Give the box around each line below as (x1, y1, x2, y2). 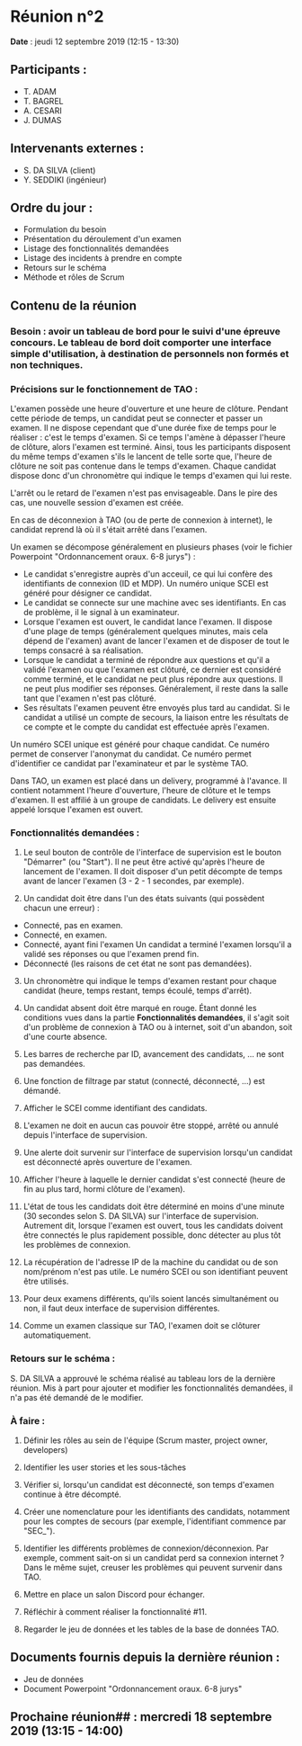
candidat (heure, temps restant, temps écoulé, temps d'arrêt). (22, 985, 253, 996)
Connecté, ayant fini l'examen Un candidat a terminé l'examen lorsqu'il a (22, 939, 292, 950)
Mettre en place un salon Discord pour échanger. (22, 1589, 205, 1599)
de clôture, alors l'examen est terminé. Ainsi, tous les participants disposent (10, 441, 291, 452)
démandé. (22, 1086, 61, 1097)
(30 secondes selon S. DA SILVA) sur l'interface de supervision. (22, 1211, 259, 1222)
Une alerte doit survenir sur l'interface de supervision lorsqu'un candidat (22, 1147, 293, 1158)
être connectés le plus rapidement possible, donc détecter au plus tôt (22, 1230, 281, 1240)
